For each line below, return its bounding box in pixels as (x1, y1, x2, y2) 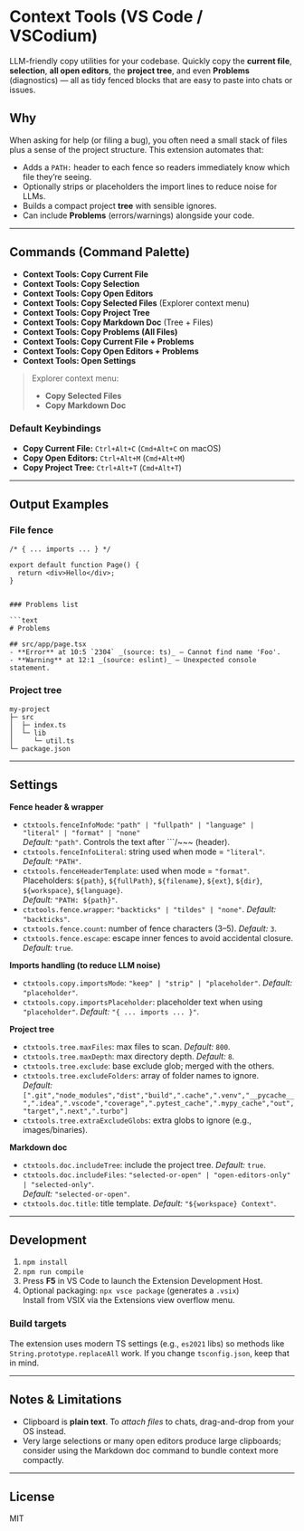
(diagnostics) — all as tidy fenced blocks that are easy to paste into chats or (9, 74, 293, 85)
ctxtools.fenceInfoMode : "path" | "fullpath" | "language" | (22, 819, 255, 830)
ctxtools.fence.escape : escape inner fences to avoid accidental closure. (22, 932, 294, 943)
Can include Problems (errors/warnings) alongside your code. (22, 210, 255, 221)
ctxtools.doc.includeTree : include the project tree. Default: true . (22, 1159, 267, 1170)
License (9, 1488, 55, 1504)
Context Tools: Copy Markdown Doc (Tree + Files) (22, 317, 214, 328)
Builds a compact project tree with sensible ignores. (22, 200, 217, 211)
